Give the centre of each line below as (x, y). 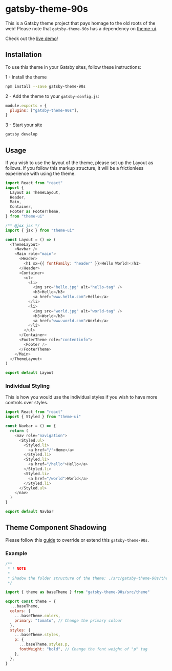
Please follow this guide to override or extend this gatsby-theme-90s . (77, 540)
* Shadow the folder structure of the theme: (57, 578)
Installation (24, 55)
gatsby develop (21, 134)
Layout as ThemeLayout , (35, 192)
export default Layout (29, 373)
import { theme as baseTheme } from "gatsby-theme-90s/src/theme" (78, 592)
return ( (19, 431)
